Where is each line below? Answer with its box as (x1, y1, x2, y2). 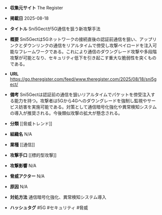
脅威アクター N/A (9, 173, 45, 179)
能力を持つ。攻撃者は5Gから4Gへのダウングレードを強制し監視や (14, 98, 147, 103)
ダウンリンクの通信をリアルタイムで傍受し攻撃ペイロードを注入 (23, 43, 153, 48)
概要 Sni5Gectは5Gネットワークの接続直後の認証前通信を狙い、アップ (9, 37, 153, 42)
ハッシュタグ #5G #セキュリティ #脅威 (9, 205, 88, 211)
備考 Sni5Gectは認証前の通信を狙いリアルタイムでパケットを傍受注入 (9, 91, 151, 97)
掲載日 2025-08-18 (9, 15, 49, 21)
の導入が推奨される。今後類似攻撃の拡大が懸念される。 (9, 110, 122, 116)
